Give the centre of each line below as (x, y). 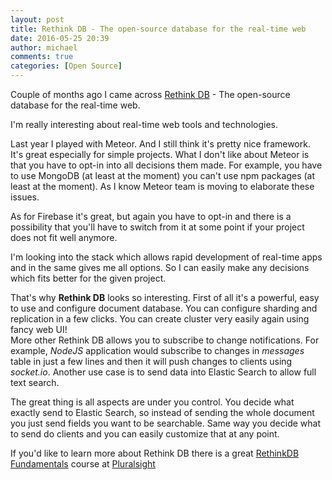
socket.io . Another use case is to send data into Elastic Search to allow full (163, 372)
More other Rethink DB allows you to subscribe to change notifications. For (165, 340)
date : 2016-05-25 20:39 (60, 38)
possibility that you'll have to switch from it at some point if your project (157, 227)
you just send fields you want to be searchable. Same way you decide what (166, 423)
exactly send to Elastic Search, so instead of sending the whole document (162, 412)
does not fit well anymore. (64, 237)
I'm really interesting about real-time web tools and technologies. (144, 124)
